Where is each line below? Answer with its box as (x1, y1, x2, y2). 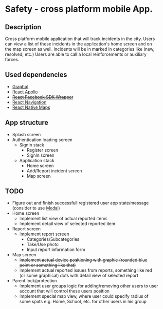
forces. (5, 57, 19, 62)
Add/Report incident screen (26, 167, 82, 174)
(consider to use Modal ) (12, 205, 60, 211)
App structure (5, 119, 49, 127)
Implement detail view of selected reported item (19, 221, 116, 227)
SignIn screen (26, 152, 54, 158)
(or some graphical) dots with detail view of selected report (19, 272, 139, 279)
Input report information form (26, 247, 85, 252)
